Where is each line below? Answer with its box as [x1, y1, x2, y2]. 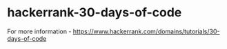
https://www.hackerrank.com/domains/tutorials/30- [72, 27, 220, 35]
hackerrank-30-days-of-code [7, 5, 182, 20]
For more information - [7, 27, 72, 35]
